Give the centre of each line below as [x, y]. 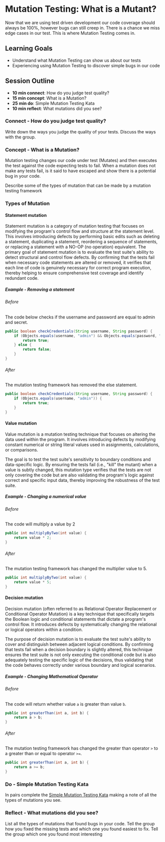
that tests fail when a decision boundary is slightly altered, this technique [79, 649]
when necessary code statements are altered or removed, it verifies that [78, 263]
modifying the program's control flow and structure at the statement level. [80, 231]
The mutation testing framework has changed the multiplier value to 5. [76, 569]
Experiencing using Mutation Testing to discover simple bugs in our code [86, 65]
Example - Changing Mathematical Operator [52, 676]
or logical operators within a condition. [44, 630]
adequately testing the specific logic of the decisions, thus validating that [79, 660]
